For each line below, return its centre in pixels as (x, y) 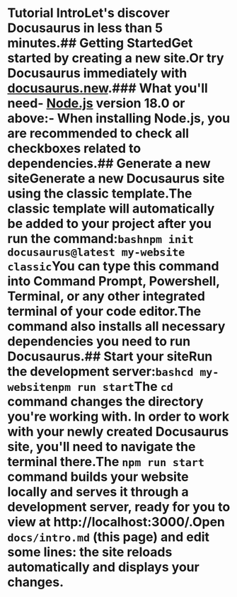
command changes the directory (105, 402)
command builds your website (98, 477)
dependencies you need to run (99, 342)
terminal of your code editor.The (104, 311)
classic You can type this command (113, 266)
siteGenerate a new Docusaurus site (116, 179)
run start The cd (125, 387)
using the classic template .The (100, 194)
